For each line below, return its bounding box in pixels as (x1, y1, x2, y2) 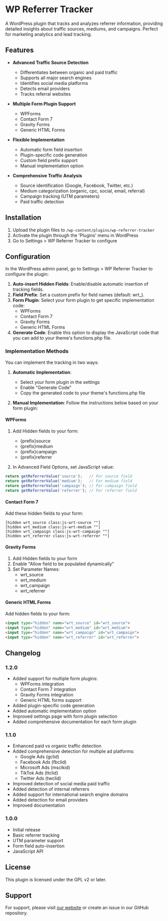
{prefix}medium (20, 443, 53, 449)
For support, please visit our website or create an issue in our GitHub (5, 905, 149, 911)
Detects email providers (20, 85, 70, 91)
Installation (5, 213, 41, 222)
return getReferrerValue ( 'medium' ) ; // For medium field (5, 478, 133, 483)
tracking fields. (12, 286, 44, 293)
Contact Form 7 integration (20, 686, 76, 692)
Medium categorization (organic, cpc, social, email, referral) (20, 188, 145, 194)
